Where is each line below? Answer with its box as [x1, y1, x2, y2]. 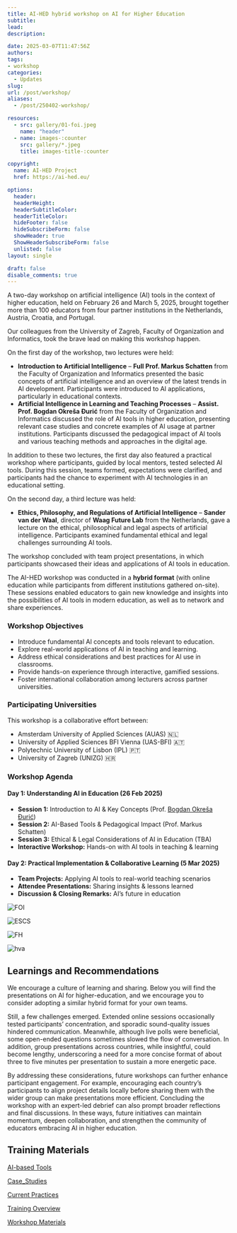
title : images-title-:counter [20, 148, 110, 155]
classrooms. [17, 659, 54, 668]
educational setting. [7, 481, 65, 490]
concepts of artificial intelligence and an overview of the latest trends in [17, 377, 226, 386]
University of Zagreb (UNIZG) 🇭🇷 [17, 753, 117, 762]
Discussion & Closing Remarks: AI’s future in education [17, 889, 181, 898]
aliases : [7, 95, 33, 103]
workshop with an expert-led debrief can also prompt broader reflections [7, 1101, 221, 1109]
